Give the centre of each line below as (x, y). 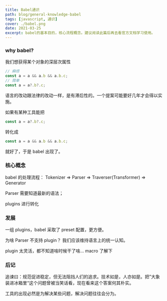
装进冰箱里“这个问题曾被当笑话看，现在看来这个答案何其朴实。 (70, 283)
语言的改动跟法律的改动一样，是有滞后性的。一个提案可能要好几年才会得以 (82, 95)
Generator (16, 183)
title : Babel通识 (22, 10)
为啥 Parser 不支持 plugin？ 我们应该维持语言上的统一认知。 (67, 240)
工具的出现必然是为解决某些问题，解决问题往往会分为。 (62, 294)
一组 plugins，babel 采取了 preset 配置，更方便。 (56, 230)
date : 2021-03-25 (23, 28)
